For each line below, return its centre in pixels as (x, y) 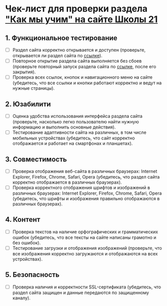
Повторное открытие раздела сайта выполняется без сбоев (77, 61)
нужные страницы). (34, 88)
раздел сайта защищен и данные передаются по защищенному (81, 292)
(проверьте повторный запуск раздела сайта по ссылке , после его (84, 67)
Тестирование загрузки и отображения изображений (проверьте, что (87, 248)
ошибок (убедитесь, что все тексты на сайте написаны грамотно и (84, 237)
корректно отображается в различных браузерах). (67, 182)
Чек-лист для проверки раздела (76, 9)
